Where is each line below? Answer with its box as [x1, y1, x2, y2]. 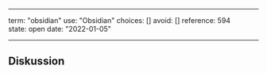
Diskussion [8, 55, 65, 68]
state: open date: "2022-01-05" [8, 25, 111, 33]
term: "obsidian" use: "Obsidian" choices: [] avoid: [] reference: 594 [8, 16, 231, 25]
